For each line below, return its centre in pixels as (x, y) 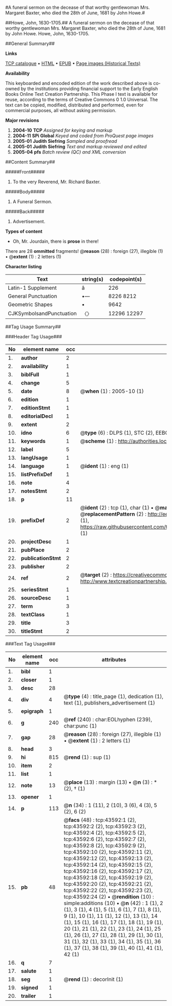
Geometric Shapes (30, 304)
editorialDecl (37, 416)
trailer (29, 996)
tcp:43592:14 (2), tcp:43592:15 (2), (108, 865)
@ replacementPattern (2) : (113, 514)
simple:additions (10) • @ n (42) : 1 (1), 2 (113, 903)
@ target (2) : (96, 575)
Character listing (24, 266)
